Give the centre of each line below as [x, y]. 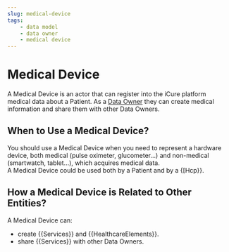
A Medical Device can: [40, 220]
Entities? [27, 203]
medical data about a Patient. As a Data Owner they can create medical [111, 102]
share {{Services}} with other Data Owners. [81, 241]
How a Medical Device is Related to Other [100, 193]
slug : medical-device [39, 14]
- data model [39, 27]
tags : [15, 20]
